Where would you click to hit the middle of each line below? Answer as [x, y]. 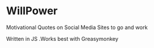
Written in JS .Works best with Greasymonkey [62, 39]
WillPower [32, 11]
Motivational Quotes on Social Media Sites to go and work [77, 27]
